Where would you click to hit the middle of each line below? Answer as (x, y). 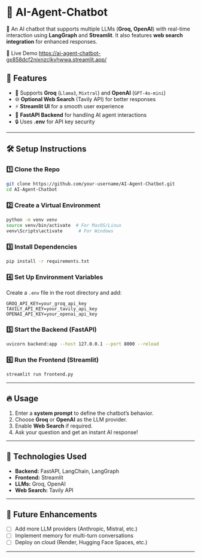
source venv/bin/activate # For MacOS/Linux (64, 226)
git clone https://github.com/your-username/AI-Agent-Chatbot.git (91, 184)
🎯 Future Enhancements (52, 514)
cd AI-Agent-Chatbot (32, 190)
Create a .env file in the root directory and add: (64, 292)
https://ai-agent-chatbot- (70, 53)
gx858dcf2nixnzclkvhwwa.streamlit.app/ (57, 59)
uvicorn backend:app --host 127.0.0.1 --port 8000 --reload (83, 344)
